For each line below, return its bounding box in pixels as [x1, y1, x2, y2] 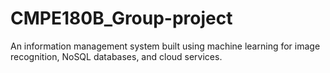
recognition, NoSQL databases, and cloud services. [10, 50, 223, 62]
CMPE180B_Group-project [10, 7, 233, 30]
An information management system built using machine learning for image [10, 40, 321, 52]
